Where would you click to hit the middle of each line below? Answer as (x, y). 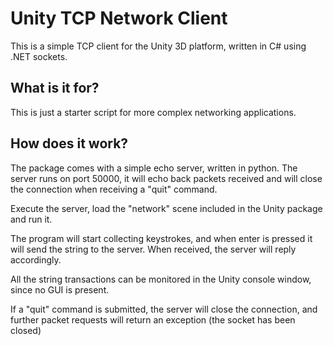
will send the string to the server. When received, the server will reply (153, 249)
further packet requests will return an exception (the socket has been (153, 319)
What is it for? (55, 88)
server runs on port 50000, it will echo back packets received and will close (166, 178)
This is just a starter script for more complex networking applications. (153, 112)
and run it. (31, 219)
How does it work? (69, 143)
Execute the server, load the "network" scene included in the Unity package (166, 208)
